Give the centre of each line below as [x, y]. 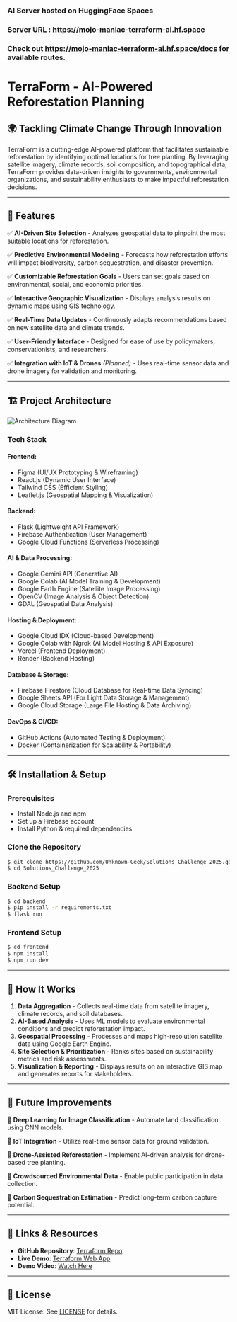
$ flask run [25, 914]
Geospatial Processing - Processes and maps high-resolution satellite [120, 1036]
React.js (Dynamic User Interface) [67, 479]
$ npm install [28, 954]
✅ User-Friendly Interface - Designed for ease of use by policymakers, [111, 341]
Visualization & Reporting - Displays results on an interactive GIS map [120, 1066]
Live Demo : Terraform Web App [64, 1258]
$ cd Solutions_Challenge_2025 [53, 868]
